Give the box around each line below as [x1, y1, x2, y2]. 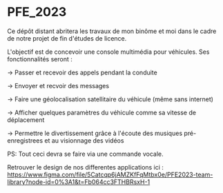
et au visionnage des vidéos [44, 136, 124, 145]
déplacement [7, 115, 45, 124]
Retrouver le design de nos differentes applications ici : [7, 163, 164, 171]
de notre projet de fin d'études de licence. [7, 34, 127, 42]
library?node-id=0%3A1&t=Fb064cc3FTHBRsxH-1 [7, 177, 151, 186]
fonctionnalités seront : [7, 54, 72, 63]
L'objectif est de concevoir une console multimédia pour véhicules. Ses [7, 48, 210, 56]
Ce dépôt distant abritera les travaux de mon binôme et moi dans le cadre [7, 27, 217, 35]
